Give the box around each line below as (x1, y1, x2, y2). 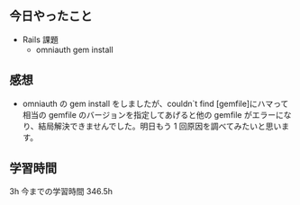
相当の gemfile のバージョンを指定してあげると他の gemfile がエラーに (22, 109, 284, 120)
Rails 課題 (22, 34, 59, 45)
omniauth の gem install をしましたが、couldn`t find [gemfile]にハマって (22, 98, 289, 109)
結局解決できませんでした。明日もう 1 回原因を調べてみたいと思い (38, 120, 282, 131)
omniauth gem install (35, 44, 114, 55)
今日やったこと (9, 8, 93, 24)
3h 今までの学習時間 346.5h (9, 186, 114, 197)
